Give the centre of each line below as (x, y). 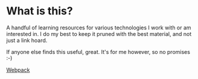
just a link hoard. (27, 40)
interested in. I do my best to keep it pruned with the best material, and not (99, 34)
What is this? (40, 11)
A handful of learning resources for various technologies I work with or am (99, 28)
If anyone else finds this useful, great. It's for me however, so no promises (98, 51)
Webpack (18, 69)
